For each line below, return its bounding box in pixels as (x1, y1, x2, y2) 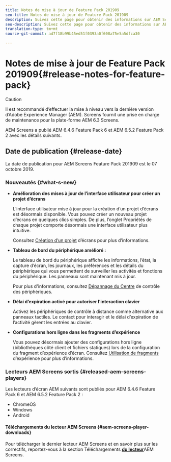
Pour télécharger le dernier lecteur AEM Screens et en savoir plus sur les (5, 441, 158, 447)
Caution (5, 96, 22, 102)
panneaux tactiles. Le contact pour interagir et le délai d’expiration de (12, 314, 158, 320)
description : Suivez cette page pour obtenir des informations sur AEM (5, 17, 160, 22)
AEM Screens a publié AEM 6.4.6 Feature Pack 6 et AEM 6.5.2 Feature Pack (5, 127, 164, 133)
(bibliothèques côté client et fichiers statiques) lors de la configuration (12, 345, 160, 351)
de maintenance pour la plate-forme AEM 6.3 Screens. (5, 117, 120, 123)
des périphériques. (12, 289, 52, 295)
